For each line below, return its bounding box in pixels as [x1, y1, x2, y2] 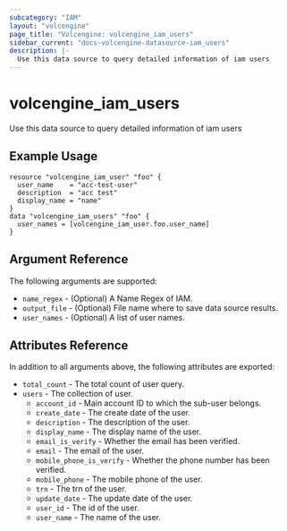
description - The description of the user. [35, 417, 190, 428]
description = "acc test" [17, 188, 118, 197]
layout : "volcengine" [9, 21, 90, 30]
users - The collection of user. [21, 389, 134, 399]
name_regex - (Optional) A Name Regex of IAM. [21, 293, 193, 304]
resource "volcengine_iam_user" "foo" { [9, 172, 163, 182]
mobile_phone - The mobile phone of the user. [35, 474, 203, 484]
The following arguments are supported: [9, 275, 158, 287]
